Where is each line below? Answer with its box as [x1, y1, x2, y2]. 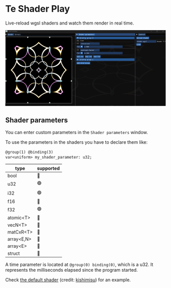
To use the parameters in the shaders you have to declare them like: [5, 139, 148, 145]
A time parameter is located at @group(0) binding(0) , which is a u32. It [5, 261, 154, 268]
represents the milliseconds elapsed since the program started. [5, 267, 138, 273]
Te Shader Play [5, 3, 70, 15]
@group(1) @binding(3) [5, 150, 53, 155]
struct [7, 250, 20, 256]
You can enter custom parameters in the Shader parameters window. [5, 129, 149, 136]
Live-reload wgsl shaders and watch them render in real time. [5, 20, 134, 26]
